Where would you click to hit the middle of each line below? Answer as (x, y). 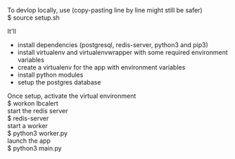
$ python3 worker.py (38, 133)
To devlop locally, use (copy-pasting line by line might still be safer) (105, 10)
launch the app (29, 141)
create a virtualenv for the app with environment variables (101, 67)
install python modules (50, 75)
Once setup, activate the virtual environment (72, 96)
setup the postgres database (59, 82)
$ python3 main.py (34, 148)
